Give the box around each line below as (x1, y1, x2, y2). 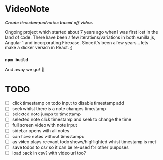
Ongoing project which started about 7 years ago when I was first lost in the (5, 29, 158, 35)
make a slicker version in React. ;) (5, 45, 73, 50)
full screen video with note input (12, 122, 77, 128)
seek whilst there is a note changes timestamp (12, 106, 106, 112)
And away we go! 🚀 (5, 67, 44, 73)
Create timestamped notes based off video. (5, 20, 93, 25)
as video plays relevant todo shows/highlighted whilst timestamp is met (12, 138, 156, 145)
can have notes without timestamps (12, 133, 84, 139)
